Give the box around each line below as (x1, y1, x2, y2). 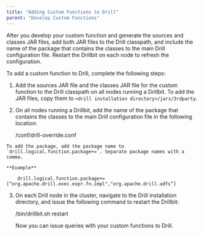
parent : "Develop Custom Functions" (6, 15, 100, 21)
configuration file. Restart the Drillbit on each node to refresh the (6, 51, 169, 58)
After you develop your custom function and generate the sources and (6, 31, 184, 39)
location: (15, 119, 38, 126)
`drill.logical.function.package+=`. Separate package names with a (6, 148, 185, 155)
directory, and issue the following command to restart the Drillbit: (15, 198, 179, 206)
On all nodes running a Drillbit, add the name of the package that (15, 106, 179, 114)
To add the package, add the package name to (6, 143, 124, 149)
